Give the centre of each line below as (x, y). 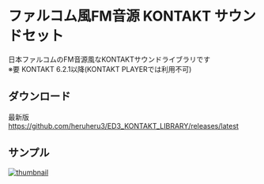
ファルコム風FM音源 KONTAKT (110, 16)
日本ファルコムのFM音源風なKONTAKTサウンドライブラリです (109, 59)
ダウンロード (40, 97)
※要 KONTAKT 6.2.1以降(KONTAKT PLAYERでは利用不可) (100, 69)
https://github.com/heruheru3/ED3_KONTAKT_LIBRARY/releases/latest (124, 126)
